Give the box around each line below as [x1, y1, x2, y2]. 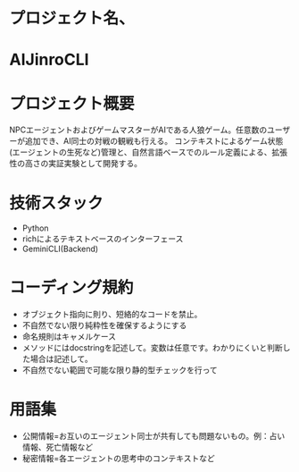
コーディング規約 [9, 278, 134, 298]
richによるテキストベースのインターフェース [21, 233, 184, 244]
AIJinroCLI [9, 50, 89, 70]
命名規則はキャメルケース [21, 332, 117, 342]
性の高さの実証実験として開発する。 [9, 158, 143, 169]
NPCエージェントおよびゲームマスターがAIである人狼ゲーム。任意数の [9, 124, 268, 135]
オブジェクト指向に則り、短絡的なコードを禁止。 [21, 309, 203, 320]
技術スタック [9, 193, 104, 213]
